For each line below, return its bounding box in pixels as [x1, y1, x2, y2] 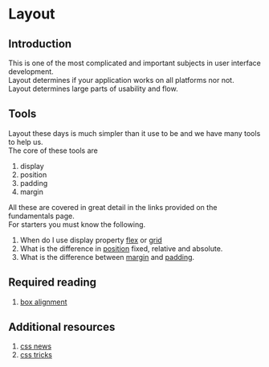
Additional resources [8, 320, 116, 334]
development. [8, 67, 54, 76]
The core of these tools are [8, 146, 98, 155]
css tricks [19, 350, 52, 360]
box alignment [19, 297, 67, 307]
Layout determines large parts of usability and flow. [8, 84, 178, 93]
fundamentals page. [8, 211, 75, 221]
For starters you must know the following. [8, 219, 146, 229]
